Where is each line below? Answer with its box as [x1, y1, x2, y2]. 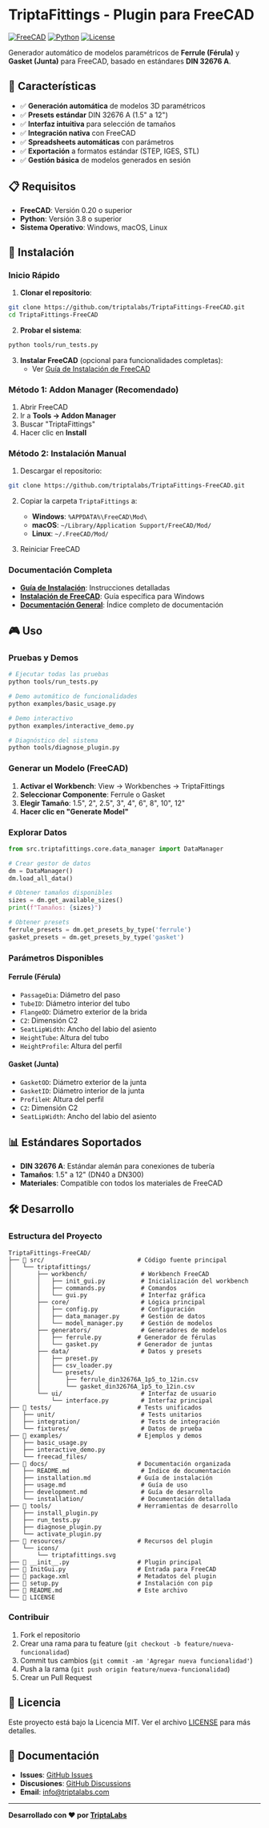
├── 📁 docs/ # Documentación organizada [8, 1459, 231, 1467]
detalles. [8, 1725, 37, 1736]
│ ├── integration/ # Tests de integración [8, 1418, 220, 1426]
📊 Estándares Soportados [8, 1136, 142, 1149]
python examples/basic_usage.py [8, 700, 116, 708]
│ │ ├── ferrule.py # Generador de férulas [8, 1333, 217, 1341]
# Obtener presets [8, 918, 70, 927]
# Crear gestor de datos [8, 859, 91, 867]
